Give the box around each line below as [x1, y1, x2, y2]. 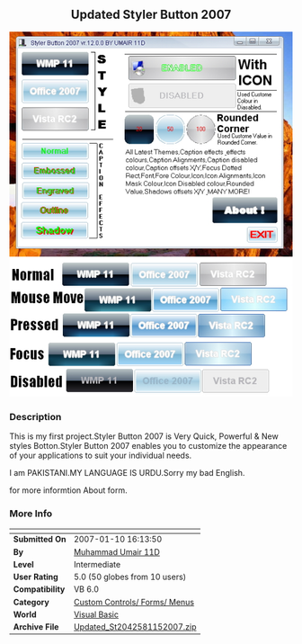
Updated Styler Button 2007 [70, 7, 232, 22]
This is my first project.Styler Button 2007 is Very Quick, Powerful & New [9, 431, 279, 442]
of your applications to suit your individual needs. [9, 450, 192, 461]
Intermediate [73, 559, 121, 569]
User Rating [13, 571, 58, 583]
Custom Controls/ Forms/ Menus [73, 596, 195, 607]
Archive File [13, 622, 59, 632]
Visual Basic [73, 609, 120, 620]
